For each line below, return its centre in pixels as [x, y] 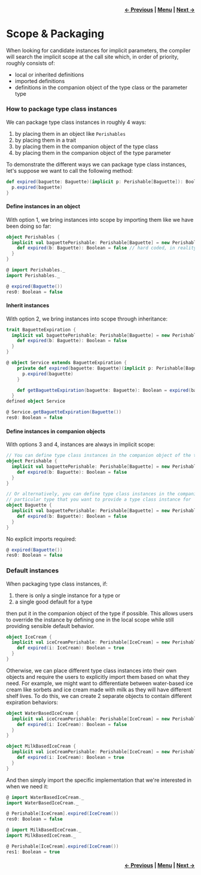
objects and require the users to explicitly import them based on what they [98, 676]
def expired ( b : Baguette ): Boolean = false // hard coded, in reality [107, 248]
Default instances [33, 571]
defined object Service [36, 401]
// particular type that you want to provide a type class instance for [99, 500]
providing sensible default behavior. [50, 626]
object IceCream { [29, 637]
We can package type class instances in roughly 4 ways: [76, 122]
